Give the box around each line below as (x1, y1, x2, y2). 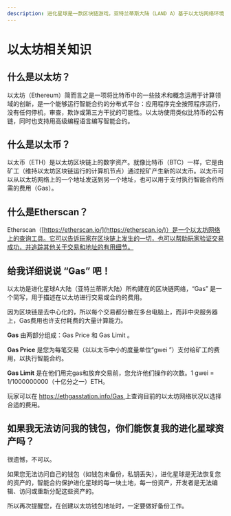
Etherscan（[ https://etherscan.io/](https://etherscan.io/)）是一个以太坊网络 (7, 226, 221, 234)
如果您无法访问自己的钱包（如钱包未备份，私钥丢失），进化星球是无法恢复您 (7, 469, 221, 478)
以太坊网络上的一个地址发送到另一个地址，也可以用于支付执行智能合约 (19, 175, 218, 184)
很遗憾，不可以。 (7, 455, 56, 463)
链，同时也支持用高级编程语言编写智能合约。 (7, 116, 134, 125)
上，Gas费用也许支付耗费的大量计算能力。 (7, 316, 127, 325)
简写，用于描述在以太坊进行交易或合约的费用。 (12, 293, 146, 301)
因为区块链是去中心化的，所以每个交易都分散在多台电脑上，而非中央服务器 (7, 308, 218, 316)
